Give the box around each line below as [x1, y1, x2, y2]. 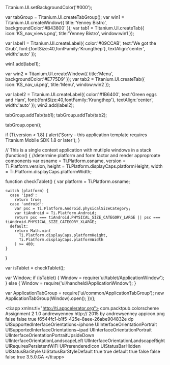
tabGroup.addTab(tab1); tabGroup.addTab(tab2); [5, 112, 107, 118]
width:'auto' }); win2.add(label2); [5, 102, 74, 108]
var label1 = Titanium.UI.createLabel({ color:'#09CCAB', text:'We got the [5, 40, 156, 46]
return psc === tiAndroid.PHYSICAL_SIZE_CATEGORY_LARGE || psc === [14, 215, 160, 220]
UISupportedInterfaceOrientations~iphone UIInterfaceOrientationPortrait [5, 321, 157, 327]
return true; [14, 197, 42, 202]
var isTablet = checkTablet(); [5, 265, 65, 271]
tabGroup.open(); [5, 122, 42, 128]
